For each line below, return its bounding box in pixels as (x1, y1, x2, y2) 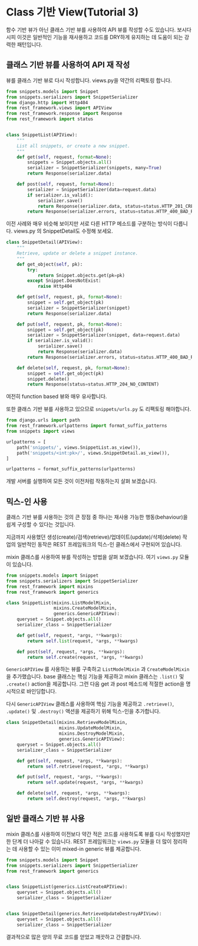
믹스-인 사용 (6, 497, 48, 507)
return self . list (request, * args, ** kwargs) (27, 638, 138, 644)
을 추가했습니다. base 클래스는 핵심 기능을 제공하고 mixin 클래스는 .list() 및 (6, 673, 184, 680)
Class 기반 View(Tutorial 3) (6, 5, 139, 19)
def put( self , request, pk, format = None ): (16, 321, 123, 327)
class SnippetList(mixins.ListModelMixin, (6, 600, 112, 606)
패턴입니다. (16, 41, 43, 48)
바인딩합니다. (26, 688, 57, 695)
